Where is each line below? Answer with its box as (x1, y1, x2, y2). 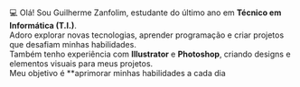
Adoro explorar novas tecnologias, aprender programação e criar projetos (9, 30, 285, 40)
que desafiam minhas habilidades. (9, 39, 137, 49)
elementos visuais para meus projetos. (9, 58, 154, 69)
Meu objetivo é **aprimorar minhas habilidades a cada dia (9, 68, 226, 78)
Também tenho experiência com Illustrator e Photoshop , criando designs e (9, 48, 291, 59)
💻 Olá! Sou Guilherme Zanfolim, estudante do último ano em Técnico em (9, 7, 282, 18)
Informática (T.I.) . (9, 21, 77, 30)
